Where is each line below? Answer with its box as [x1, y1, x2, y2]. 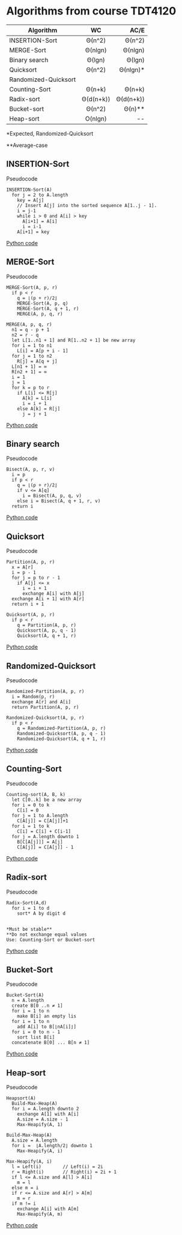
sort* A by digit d [17, 910, 66, 916]
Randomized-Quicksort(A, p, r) [6, 715, 85, 721]
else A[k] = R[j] [17, 405, 61, 412]
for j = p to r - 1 [11, 575, 61, 581]
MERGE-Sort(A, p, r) [6, 284, 58, 290]
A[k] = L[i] [22, 395, 52, 401]
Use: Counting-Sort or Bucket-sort [6, 936, 96, 943]
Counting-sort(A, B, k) [6, 791, 66, 797]
